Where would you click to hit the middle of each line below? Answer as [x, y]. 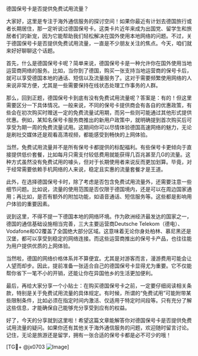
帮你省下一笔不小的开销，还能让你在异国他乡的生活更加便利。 [81, 273]
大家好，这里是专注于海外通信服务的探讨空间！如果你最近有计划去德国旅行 [96, 21]
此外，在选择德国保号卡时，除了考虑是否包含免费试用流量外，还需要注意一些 [99, 182]
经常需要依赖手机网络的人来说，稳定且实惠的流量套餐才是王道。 [88, 169]
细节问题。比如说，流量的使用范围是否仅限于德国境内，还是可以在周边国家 [96, 189]
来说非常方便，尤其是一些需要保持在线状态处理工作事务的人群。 [83, 85]
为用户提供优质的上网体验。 [40, 246]
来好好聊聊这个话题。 [32, 51]
